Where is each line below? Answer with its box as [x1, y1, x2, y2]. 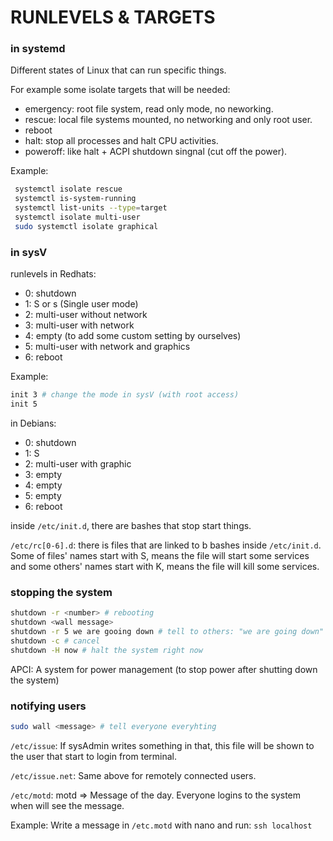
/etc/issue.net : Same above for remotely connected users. [10, 769, 257, 781]
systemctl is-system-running [14, 194, 137, 204]
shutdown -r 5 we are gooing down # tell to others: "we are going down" [10, 626, 325, 636]
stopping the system [10, 585, 113, 599]
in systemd [10, 42, 66, 56]
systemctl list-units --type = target [14, 203, 168, 213]
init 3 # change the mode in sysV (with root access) [10, 390, 240, 400]
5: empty [24, 489, 62, 501]
